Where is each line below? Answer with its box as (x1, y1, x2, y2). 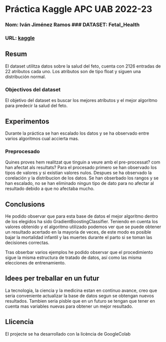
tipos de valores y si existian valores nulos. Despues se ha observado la (5, 170, 152, 176)
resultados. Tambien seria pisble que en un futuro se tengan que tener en (5, 298, 155, 304)
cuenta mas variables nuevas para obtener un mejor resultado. (5, 303, 133, 309)
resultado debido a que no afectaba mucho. (5, 185, 95, 192)
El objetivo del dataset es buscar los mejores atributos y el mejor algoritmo (5, 97, 158, 103)
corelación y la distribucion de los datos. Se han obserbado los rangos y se (5, 175, 159, 181)
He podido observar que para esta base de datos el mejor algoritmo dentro (5, 213, 159, 219)
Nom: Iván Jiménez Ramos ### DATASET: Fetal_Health (5, 21, 140, 28)
